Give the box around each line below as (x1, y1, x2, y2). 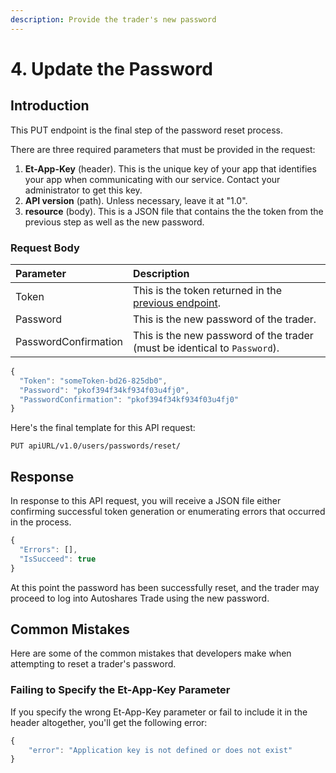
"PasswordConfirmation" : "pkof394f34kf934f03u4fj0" (19, 394, 240, 405)
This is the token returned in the (133, 283, 283, 297)
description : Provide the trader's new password (10, 14, 217, 25)
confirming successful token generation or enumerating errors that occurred (10, 506, 326, 518)
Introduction (10, 97, 90, 115)
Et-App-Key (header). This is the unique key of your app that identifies (24, 162, 317, 175)
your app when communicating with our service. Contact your (24, 173, 281, 185)
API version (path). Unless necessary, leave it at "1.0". (24, 194, 248, 206)
